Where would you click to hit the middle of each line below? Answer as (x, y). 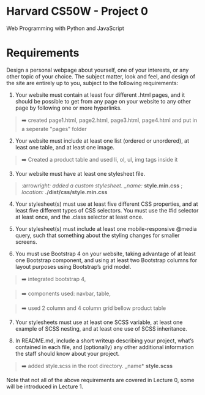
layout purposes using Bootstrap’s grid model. (73, 266)
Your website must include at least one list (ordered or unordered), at (102, 141)
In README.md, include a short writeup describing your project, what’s (104, 340)
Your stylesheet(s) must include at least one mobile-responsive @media (106, 228)
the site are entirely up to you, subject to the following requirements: (92, 83)
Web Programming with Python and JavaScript (65, 28)
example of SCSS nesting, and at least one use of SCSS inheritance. (101, 328)
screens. (26, 242)
